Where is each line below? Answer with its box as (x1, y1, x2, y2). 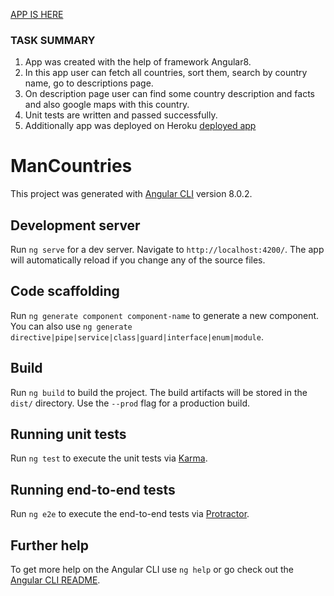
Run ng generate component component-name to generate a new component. (10, 309, 320, 321)
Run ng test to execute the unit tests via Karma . (10, 452, 208, 464)
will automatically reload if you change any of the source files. (10, 254, 266, 266)
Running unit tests (10, 426, 127, 443)
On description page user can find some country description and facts (24, 88, 315, 100)
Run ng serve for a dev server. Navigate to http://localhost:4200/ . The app (10, 244, 325, 256)
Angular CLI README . (10, 574, 101, 586)
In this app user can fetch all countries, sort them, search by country (24, 67, 308, 79)
